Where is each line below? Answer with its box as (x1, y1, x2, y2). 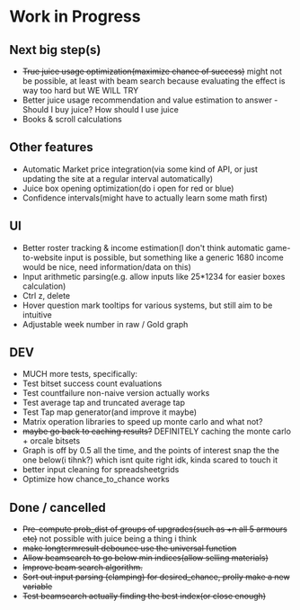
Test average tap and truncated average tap (22, 398, 186, 408)
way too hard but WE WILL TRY (22, 85, 139, 95)
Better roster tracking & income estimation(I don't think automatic (22, 242, 265, 253)
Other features (9, 139, 93, 155)
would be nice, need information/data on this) (22, 261, 191, 272)
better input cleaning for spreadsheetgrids (22, 464, 180, 475)
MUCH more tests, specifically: (22, 369, 137, 380)
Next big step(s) (9, 42, 101, 58)
